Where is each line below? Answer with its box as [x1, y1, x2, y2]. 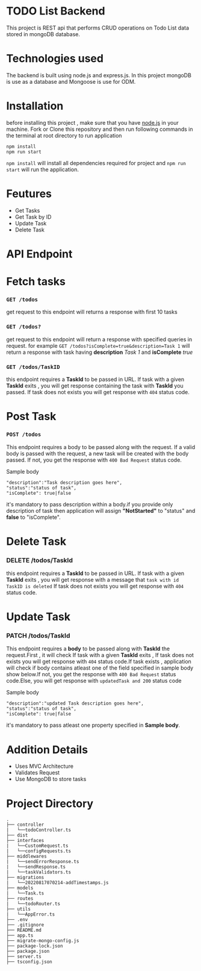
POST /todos [6, 431, 42, 438]
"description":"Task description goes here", [6, 479, 122, 486]
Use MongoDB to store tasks [14, 776, 87, 783]
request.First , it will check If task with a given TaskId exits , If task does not [6, 652, 194, 659]
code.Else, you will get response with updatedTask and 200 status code [6, 677, 182, 685]
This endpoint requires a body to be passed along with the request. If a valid [6, 443, 196, 450]
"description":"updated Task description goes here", [6, 700, 144, 706]
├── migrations [6, 875, 45, 881]
